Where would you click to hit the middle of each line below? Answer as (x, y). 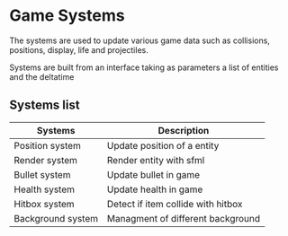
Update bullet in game (153, 174)
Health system (44, 189)
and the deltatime (42, 76)
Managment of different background (184, 218)
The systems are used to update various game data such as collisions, (139, 40)
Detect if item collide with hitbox (175, 204)
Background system (56, 218)
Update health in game (155, 189)
